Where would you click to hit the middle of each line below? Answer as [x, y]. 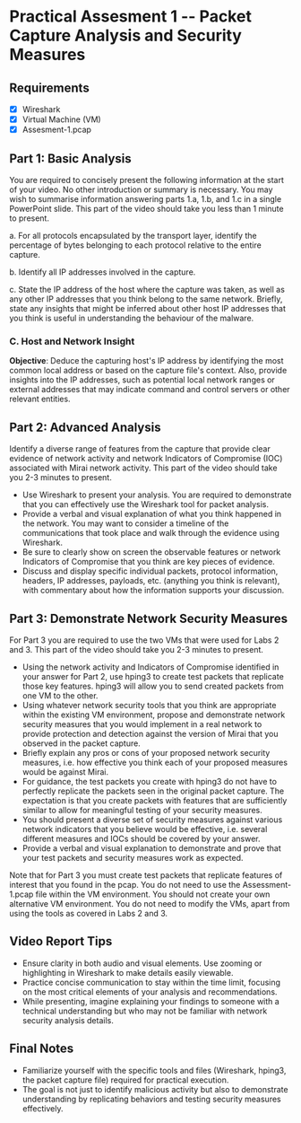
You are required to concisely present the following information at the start [146, 180]
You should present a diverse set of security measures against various [152, 820]
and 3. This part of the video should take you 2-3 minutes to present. [137, 649]
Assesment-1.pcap [57, 130]
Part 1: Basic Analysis [70, 158]
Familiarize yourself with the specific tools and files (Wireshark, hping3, [154, 1070]
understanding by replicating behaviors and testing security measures [151, 1099]
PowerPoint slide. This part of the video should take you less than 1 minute [146, 209]
